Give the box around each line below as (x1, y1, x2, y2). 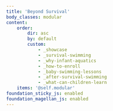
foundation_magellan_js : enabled (6, 96, 89, 102)
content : (6, 19, 28, 25)
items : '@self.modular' (17, 85, 76, 91)
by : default (27, 36, 57, 42)
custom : (27, 42, 46, 48)
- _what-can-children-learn (37, 80, 108, 86)
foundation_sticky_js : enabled (6, 90, 83, 96)
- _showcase (37, 47, 67, 53)
